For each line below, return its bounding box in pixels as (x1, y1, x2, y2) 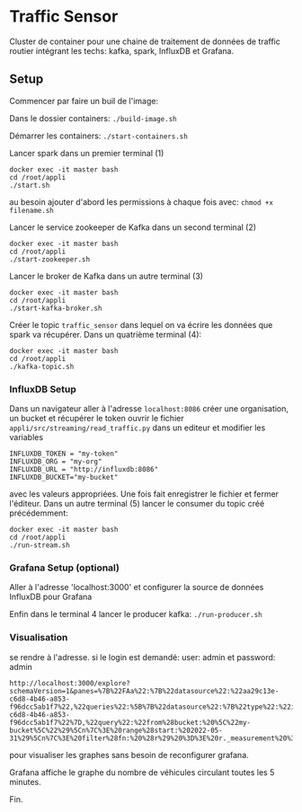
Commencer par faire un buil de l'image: (9, 95, 159, 106)
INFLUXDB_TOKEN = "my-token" (9, 449, 119, 459)
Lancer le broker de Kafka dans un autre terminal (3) (9, 270, 204, 281)
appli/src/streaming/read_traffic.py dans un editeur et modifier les (9, 422, 266, 433)
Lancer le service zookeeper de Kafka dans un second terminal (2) (9, 222, 257, 233)
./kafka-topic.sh (9, 362, 75, 371)
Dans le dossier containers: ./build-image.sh (9, 112, 177, 123)
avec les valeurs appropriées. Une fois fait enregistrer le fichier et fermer (9, 489, 280, 499)
